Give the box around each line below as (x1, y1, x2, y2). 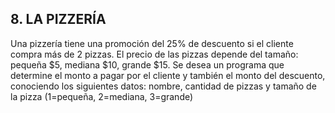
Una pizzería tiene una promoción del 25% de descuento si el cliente (10, 37, 294, 49)
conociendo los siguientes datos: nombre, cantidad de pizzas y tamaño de (10, 80, 317, 92)
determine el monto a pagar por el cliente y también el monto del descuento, (10, 69, 326, 81)
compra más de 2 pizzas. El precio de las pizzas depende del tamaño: (10, 48, 299, 60)
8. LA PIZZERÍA (10, 11, 107, 28)
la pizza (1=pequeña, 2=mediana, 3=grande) (10, 90, 194, 102)
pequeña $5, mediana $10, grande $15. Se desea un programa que (10, 58, 285, 71)
